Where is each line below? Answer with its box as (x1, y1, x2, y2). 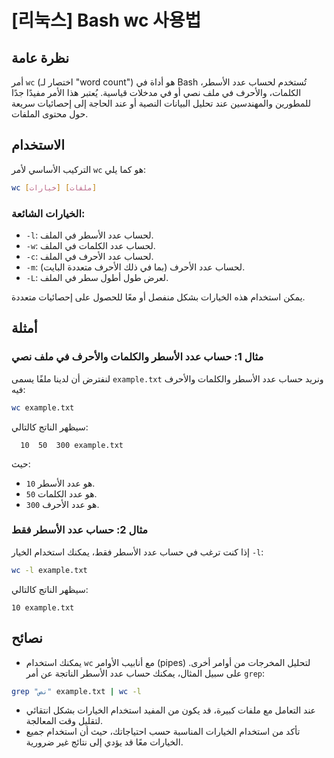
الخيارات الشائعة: (11, 206, 86, 220)
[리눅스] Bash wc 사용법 (11, 9, 202, 32)
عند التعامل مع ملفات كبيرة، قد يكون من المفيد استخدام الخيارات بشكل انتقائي (25, 704, 316, 716)
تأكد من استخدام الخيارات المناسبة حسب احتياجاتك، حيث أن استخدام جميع (25, 726, 301, 738)
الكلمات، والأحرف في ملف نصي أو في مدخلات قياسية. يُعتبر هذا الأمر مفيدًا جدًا (11, 87, 302, 98)
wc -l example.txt (11, 565, 88, 575)
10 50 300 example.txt (20, 440, 124, 450)
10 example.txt (11, 602, 75, 613)
